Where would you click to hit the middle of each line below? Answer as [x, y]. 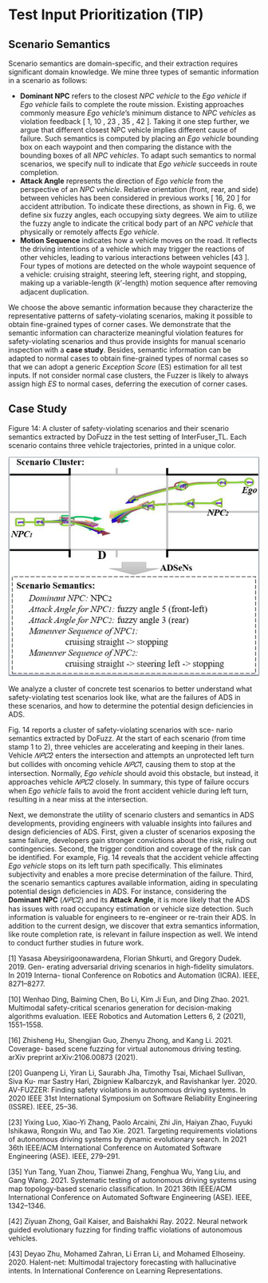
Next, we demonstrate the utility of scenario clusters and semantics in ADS [131, 814]
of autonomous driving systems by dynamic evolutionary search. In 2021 [128, 1139]
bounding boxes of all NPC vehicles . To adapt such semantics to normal [138, 155]
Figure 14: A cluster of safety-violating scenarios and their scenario [119, 428]
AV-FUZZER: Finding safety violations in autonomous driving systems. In [127, 1089]
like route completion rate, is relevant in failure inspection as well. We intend [133, 934]
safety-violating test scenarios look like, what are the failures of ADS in [124, 697]
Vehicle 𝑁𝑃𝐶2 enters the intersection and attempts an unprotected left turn [131, 755]
